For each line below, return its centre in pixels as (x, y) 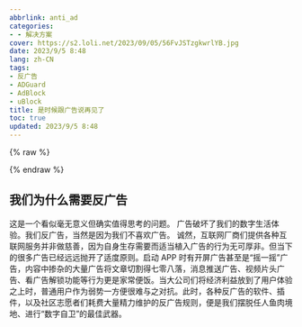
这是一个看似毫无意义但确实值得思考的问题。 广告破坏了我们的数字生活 (140, 223)
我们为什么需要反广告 (68, 200)
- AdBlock (28, 93)
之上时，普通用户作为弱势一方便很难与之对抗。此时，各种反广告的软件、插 (147, 291)
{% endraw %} (37, 169)
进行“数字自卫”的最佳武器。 (76, 313)
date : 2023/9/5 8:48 (48, 51)
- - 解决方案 (31, 34)
